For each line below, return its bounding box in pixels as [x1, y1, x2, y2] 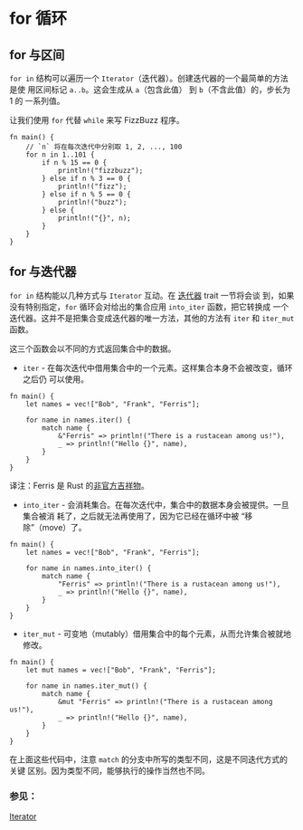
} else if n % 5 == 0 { [42, 190, 131, 199]
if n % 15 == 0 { [42, 158, 107, 167]
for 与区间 [9, 47, 65, 62]
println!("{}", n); [57, 214, 131, 223]
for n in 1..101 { [25, 150, 95, 159]
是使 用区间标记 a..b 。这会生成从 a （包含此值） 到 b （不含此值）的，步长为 [9, 84, 291, 95]
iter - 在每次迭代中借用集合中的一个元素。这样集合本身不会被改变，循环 [22, 362, 293, 373]
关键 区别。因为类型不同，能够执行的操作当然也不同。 [9, 765, 210, 776]
